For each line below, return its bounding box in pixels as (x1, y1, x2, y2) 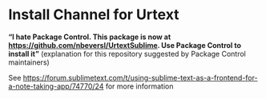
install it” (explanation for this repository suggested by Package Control (8, 49, 246, 58)
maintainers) (8, 57, 50, 67)
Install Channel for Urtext (8, 6, 179, 24)
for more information (105, 81, 174, 91)
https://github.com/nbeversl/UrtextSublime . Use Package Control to (8, 40, 242, 49)
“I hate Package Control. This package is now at (8, 32, 171, 42)
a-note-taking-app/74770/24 (8, 81, 104, 91)
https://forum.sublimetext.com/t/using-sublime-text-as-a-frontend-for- (22, 73, 258, 82)
